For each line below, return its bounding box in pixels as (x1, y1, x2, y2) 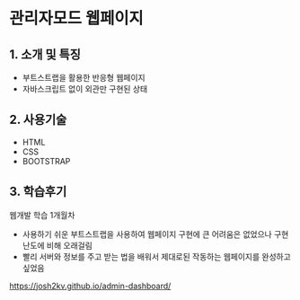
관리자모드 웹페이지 (9, 8, 144, 29)
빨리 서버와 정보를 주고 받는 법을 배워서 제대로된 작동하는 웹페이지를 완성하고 (22, 251, 292, 261)
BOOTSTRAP (22, 155, 71, 166)
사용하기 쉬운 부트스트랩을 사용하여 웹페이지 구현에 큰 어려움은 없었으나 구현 (22, 228, 289, 239)
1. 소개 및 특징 (9, 47, 81, 62)
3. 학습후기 (9, 184, 67, 199)
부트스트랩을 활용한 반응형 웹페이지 (22, 73, 146, 83)
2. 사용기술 (9, 112, 67, 128)
